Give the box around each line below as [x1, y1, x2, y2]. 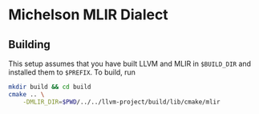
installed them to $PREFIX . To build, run [8, 67, 136, 77]
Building [8, 38, 51, 51]
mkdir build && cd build [8, 83, 91, 91]
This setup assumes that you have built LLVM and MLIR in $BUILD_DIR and [8, 59, 251, 68]
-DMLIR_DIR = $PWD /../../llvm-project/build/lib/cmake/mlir [22, 98, 221, 106]
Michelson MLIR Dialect [8, 6, 168, 24]
